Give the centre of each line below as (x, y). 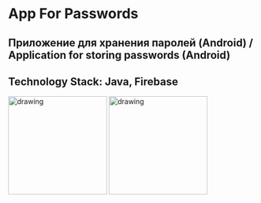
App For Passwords (73, 14)
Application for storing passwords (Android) (119, 55)
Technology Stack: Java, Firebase (93, 81)
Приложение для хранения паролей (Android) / (131, 43)
